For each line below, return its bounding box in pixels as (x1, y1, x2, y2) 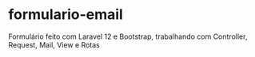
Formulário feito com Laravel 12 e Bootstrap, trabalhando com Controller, (8, 32, 248, 41)
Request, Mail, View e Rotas (8, 40, 100, 49)
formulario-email (8, 6, 124, 24)
